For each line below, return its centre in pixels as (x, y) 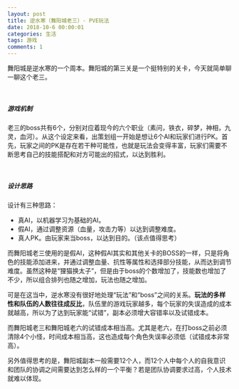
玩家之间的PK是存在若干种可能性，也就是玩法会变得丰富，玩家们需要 (121, 145)
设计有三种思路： (32, 205)
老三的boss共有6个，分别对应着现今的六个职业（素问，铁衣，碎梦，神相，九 (119, 127)
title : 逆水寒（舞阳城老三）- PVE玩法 (58, 21)
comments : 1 (25, 47)
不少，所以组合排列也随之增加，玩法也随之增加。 (79, 279)
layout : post (27, 14)
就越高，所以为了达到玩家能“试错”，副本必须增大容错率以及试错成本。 (110, 312)
